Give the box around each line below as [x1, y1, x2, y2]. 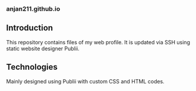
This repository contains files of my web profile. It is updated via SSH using [6, 38, 190, 45]
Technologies [6, 62, 58, 72]
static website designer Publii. [6, 45, 80, 52]
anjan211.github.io [6, 5, 61, 13]
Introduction [6, 23, 53, 33]
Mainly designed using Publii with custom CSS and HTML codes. [6, 77, 165, 84]
